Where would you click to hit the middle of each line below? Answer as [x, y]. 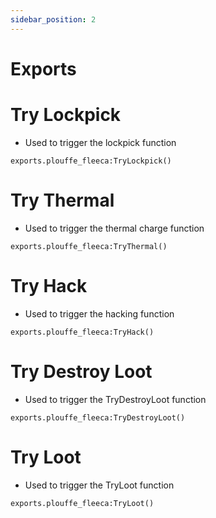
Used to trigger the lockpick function [100, 142]
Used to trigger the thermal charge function [114, 228]
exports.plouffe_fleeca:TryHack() [82, 332]
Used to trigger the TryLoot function [99, 485]
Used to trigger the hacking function [99, 313]
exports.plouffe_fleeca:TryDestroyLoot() [98, 417]
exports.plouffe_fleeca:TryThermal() [89, 246]
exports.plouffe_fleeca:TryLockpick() [91, 161]
